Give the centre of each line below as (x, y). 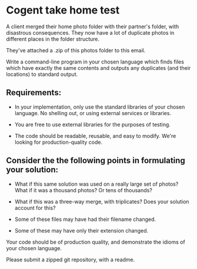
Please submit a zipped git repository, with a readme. (71, 260)
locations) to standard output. (42, 74)
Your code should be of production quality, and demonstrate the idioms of (96, 242)
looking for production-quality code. (59, 142)
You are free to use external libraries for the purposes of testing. (92, 125)
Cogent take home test (63, 10)
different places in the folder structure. (53, 39)
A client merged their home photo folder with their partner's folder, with (93, 26)
